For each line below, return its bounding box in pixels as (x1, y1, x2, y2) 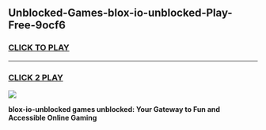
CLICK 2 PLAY (8, 72, 63, 83)
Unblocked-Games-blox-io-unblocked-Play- (8, 6, 233, 20)
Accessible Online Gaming (8, 113, 97, 122)
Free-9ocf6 (8, 19, 66, 32)
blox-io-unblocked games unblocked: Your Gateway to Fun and (8, 104, 220, 113)
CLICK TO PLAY (8, 43, 70, 54)
